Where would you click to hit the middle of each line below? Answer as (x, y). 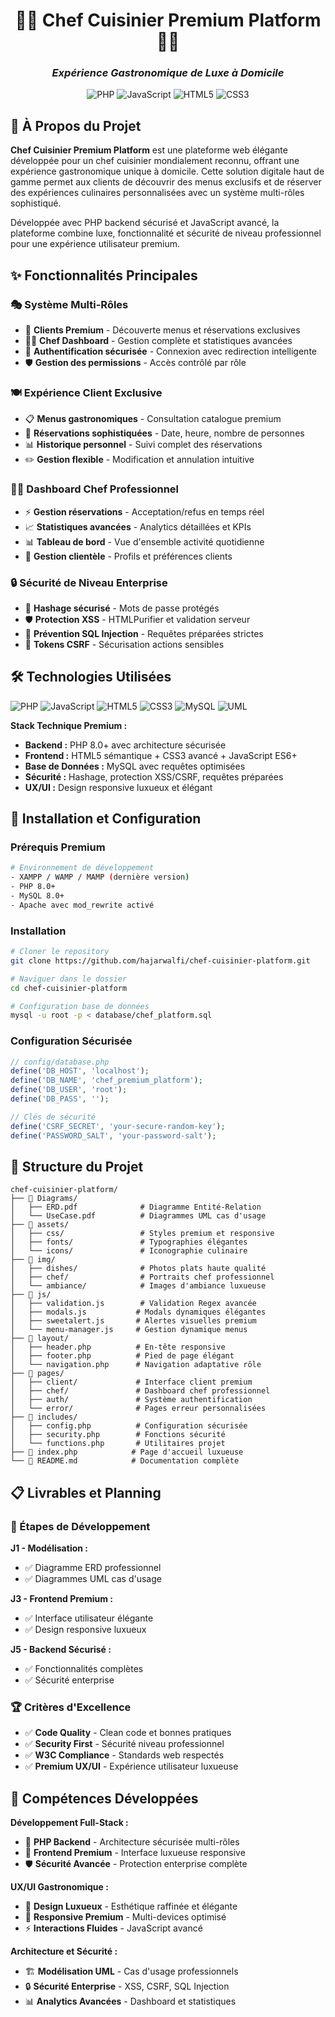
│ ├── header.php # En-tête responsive (118, 1347)
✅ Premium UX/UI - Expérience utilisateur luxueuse (131, 1766)
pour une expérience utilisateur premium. (95, 244)
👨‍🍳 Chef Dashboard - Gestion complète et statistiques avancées (158, 340)
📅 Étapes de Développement (80, 1526)
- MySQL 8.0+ (37, 896)
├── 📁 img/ (33, 1260)
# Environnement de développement (82, 868)
